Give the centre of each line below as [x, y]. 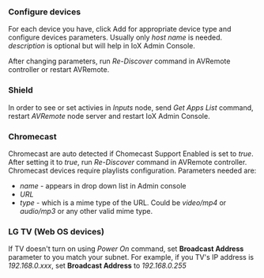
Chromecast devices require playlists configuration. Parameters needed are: [132, 170]
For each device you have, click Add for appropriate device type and [120, 29]
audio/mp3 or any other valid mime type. [86, 211]
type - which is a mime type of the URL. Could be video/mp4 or [123, 202]
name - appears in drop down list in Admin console [103, 185]
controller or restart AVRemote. [59, 70]
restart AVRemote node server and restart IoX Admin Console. [109, 116]
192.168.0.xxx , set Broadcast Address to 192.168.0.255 [98, 266]
